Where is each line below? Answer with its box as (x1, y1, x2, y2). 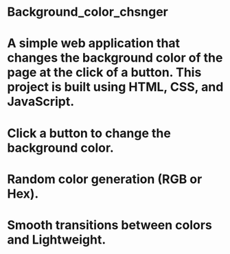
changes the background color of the (7, 50, 223, 66)
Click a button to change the (7, 125, 172, 141)
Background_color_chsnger (7, 4, 168, 20)
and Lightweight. (7, 231, 106, 247)
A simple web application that (7, 36, 181, 51)
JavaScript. (7, 94, 75, 110)
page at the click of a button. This (7, 65, 202, 80)
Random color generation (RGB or (7, 171, 203, 187)
